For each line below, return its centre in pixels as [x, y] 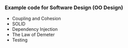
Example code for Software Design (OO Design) [64, 8]
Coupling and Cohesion [36, 19]
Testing [20, 40]
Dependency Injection [35, 29]
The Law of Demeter [33, 35]
